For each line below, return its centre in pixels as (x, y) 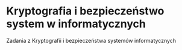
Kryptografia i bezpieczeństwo (85, 11)
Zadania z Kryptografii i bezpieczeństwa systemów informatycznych (91, 40)
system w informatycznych (76, 24)
